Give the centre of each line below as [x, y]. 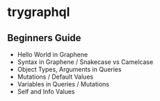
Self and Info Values [46, 92]
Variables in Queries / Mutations [63, 84]
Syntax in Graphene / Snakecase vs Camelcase [85, 62]
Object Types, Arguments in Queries [69, 69]
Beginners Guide [44, 38]
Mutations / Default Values [55, 77]
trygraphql [39, 12]
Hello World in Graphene [53, 54]
